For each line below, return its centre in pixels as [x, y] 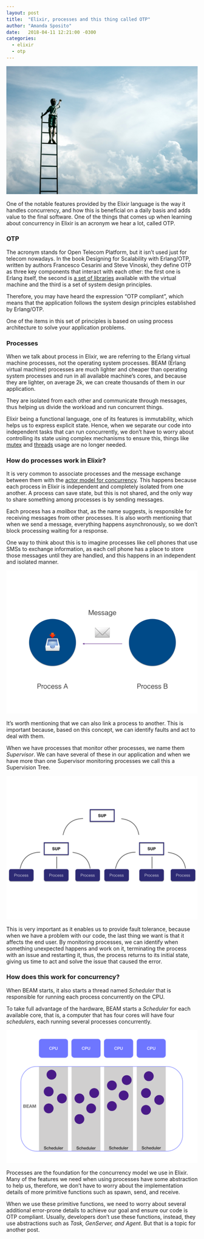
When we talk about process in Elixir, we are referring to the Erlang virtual [98, 357]
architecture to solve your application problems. [66, 327]
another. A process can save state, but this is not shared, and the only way [100, 493]
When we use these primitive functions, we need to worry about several [96, 1204]
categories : [21, 39]
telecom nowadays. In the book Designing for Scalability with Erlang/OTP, [98, 258]
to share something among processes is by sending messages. [85, 500]
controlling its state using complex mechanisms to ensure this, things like [98, 438]
